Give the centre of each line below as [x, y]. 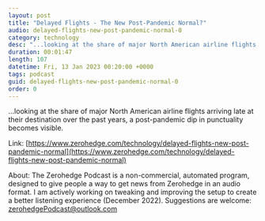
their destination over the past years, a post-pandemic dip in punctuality [126, 120]
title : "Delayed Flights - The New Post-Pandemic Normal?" [108, 23]
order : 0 [23, 89]
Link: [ [19, 144]
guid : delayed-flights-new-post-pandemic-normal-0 [93, 81]
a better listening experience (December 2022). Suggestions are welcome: [130, 200]
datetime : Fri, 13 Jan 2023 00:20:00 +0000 [81, 67]
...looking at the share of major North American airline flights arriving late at [131, 111]
